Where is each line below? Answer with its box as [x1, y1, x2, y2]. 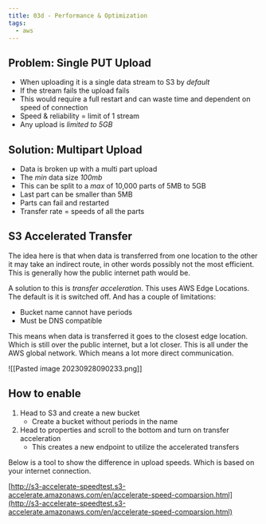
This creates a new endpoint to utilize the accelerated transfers [31, 442, 240, 451]
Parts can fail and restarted [19, 198, 110, 208]
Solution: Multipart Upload [8, 143, 143, 157]
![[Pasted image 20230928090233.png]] [8, 363, 143, 373]
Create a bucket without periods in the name [31, 416, 178, 426]
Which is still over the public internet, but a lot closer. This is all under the [8, 339, 248, 349]
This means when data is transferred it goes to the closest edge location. [8, 331, 248, 340]
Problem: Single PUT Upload [8, 56, 151, 69]
